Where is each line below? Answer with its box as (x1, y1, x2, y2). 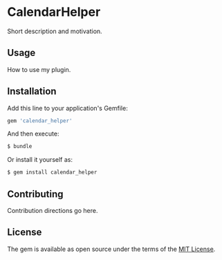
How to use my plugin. (7, 65, 71, 73)
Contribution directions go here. (7, 207, 98, 214)
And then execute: (7, 129, 59, 138)
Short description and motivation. (7, 27, 102, 35)
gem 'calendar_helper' (7, 117, 73, 124)
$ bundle (7, 143, 33, 150)
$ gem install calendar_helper (7, 169, 98, 176)
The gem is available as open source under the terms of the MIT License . (7, 245, 216, 253)
